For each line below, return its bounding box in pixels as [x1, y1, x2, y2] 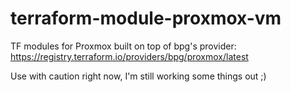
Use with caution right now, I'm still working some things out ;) [10, 70, 267, 82]
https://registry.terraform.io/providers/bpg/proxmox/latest [10, 50, 249, 62]
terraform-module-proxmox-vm [10, 7, 282, 30]
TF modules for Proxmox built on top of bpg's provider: [10, 40, 237, 52]
